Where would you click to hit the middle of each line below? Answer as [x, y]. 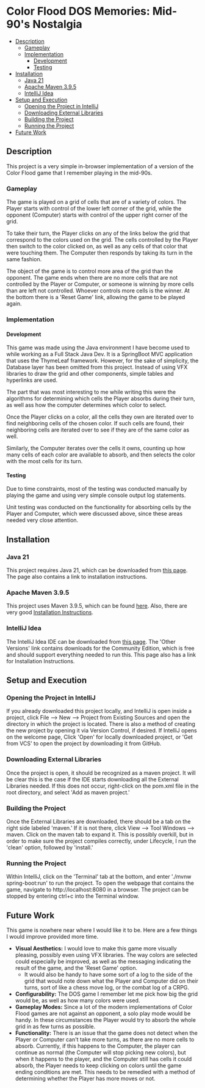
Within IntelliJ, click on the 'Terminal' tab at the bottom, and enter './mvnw [99, 877]
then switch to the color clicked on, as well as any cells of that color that [97, 247]
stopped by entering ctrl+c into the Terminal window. [73, 896]
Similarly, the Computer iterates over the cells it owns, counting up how [96, 449]
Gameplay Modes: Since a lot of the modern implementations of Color [104, 1007]
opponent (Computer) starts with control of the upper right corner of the [97, 215]
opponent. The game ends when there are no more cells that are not [92, 278]
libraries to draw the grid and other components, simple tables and [90, 374]
